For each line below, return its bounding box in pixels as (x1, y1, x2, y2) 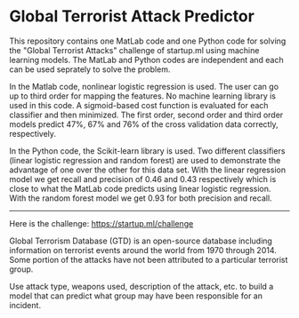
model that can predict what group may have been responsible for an (9, 290, 263, 301)
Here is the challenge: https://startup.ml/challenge (9, 218, 194, 228)
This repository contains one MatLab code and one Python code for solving (9, 36, 287, 46)
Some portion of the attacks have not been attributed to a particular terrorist (9, 254, 288, 265)
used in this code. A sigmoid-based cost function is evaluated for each (9, 99, 269, 110)
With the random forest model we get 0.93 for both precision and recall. (9, 193, 273, 203)
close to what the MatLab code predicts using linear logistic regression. (9, 183, 271, 194)
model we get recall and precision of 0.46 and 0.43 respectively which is (9, 173, 277, 184)
